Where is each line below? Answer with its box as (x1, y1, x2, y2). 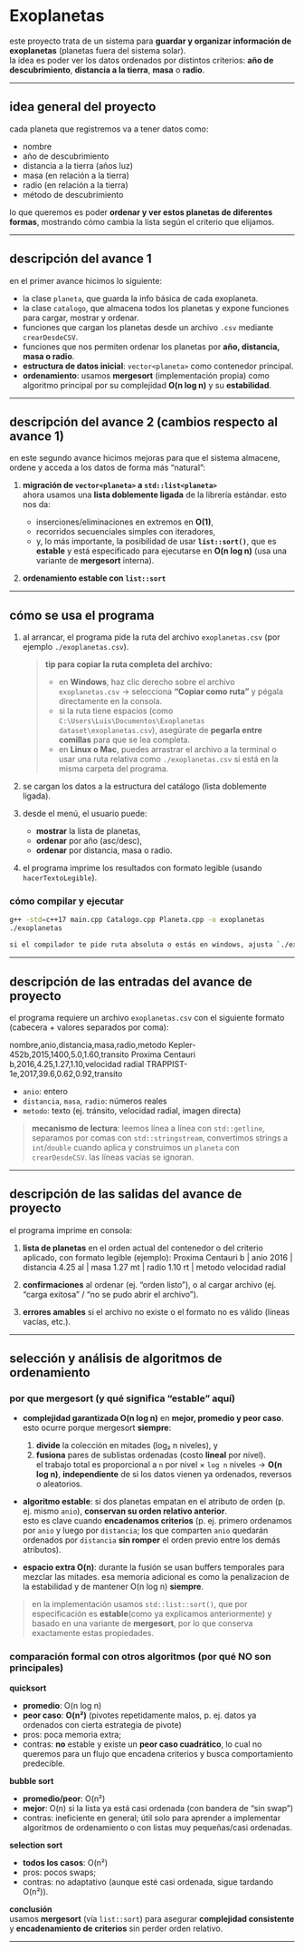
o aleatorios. (35, 1478, 83, 1489)
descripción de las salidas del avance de (9, 1186, 242, 1202)
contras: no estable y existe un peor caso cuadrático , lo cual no (22, 1739, 262, 1750)
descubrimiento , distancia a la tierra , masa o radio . (9, 64, 205, 75)
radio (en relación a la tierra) (22, 179, 128, 191)
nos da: (22, 499, 52, 510)
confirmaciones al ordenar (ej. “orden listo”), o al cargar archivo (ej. (22, 1279, 277, 1289)
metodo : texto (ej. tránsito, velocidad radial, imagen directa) (22, 1104, 242, 1116)
